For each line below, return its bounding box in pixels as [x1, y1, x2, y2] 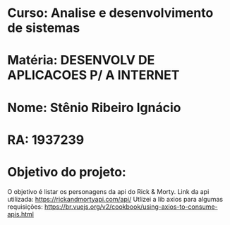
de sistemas [7, 20, 80, 36]
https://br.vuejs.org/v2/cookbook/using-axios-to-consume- [44, 202, 218, 211]
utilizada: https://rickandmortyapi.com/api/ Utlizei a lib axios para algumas [7, 195, 224, 203]
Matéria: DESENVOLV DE [7, 52, 155, 68]
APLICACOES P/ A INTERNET [7, 67, 180, 83]
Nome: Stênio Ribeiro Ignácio [7, 99, 181, 116]
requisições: [7, 202, 44, 211]
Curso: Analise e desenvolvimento [7, 5, 214, 21]
